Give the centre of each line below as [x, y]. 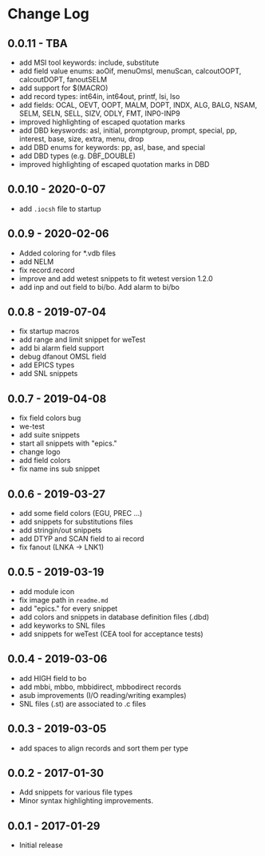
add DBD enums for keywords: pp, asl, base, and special [112, 147]
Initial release [41, 845]
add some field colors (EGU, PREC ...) [81, 513]
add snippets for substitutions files [76, 522]
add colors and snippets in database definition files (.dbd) [114, 616]
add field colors [45, 461]
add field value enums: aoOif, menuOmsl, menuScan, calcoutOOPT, [130, 71]
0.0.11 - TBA [38, 44]
